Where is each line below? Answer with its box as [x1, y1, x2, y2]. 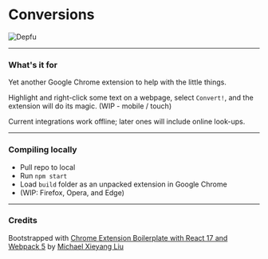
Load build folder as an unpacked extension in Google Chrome [19, 179, 227, 189]
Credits [8, 215, 37, 226]
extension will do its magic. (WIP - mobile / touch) [8, 101, 172, 111]
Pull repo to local [19, 162, 76, 172]
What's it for [8, 59, 58, 70]
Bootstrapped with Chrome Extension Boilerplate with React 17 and [8, 233, 228, 242]
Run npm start [19, 171, 68, 180]
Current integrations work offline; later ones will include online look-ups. [8, 117, 246, 127]
